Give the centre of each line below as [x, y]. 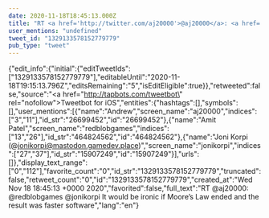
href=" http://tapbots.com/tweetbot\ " [123, 94]
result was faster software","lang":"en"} [73, 205]
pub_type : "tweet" [39, 46]
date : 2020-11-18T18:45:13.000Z [62, 16]
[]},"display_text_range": [48, 162]
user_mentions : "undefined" [55, 31]
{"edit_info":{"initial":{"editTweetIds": [69, 68]
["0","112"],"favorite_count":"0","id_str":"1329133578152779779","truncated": [135, 171]
